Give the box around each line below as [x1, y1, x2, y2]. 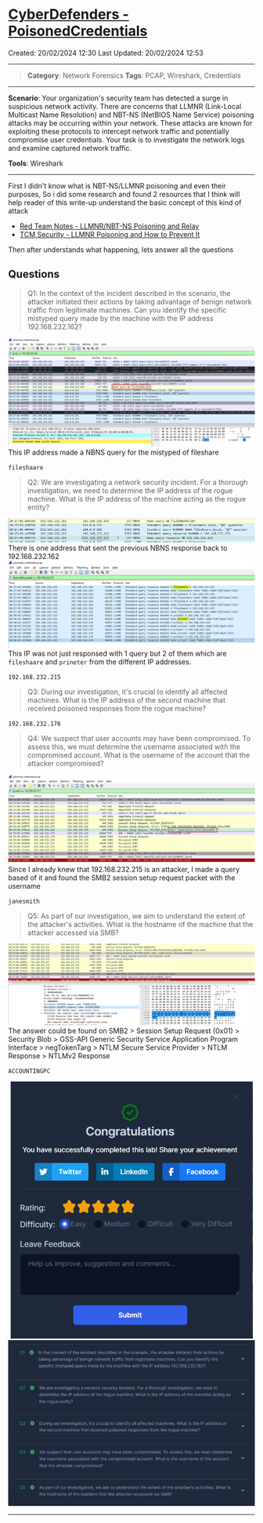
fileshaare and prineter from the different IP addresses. [8, 657, 192, 667]
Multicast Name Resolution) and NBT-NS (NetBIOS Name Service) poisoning [8, 110, 254, 119]
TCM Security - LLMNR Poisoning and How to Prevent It [19, 229, 200, 239]
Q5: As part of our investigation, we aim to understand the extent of [27, 911, 245, 921]
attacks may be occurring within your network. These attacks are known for [8, 118, 253, 127]
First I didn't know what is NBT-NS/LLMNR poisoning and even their [8, 181, 227, 190]
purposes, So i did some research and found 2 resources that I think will [8, 189, 240, 199]
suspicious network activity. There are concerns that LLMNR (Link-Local [8, 101, 242, 111]
